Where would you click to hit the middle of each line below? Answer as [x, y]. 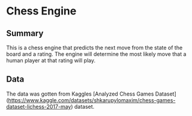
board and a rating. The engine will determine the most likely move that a [96, 54]
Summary [25, 33]
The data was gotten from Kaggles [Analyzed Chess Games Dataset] [91, 94]
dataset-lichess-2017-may [39, 106]
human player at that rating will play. [51, 60]
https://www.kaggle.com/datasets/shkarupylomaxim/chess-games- [92, 100]
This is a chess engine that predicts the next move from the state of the [94, 47]
